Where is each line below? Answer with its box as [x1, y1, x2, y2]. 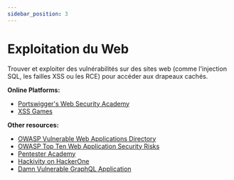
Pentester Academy [17, 150, 76, 158]
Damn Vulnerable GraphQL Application [17, 164, 132, 173]
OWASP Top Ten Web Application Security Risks [17, 142, 160, 150]
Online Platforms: [7, 86, 60, 94]
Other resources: [7, 120, 59, 129]
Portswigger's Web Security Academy [17, 99, 130, 108]
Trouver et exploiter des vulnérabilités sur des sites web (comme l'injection [7, 64, 228, 73]
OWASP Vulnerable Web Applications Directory [17, 134, 156, 142]
